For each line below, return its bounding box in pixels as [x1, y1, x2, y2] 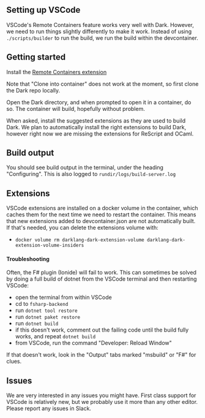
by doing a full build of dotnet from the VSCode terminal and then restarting [6, 275, 197, 283]
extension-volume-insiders [15, 242, 84, 249]
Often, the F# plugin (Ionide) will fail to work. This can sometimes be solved [6, 269, 197, 276]
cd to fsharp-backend [15, 300, 69, 308]
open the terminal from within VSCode [15, 294, 112, 301]
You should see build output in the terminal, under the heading [6, 164, 164, 171]
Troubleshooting [6, 255, 50, 262]
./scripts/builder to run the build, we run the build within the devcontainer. [6, 34, 199, 42]
